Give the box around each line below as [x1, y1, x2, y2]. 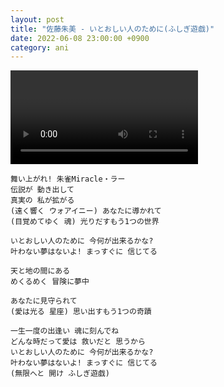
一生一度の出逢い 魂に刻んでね [10, 326, 120, 336]
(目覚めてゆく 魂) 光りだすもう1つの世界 [10, 217, 160, 227]
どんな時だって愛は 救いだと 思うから [10, 337, 146, 347]
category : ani [10, 42, 70, 53]
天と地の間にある [10, 266, 71, 276]
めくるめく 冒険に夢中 [10, 277, 90, 287]
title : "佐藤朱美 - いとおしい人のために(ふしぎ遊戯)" [10, 24, 215, 34]
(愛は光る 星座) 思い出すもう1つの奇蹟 [10, 307, 152, 317]
